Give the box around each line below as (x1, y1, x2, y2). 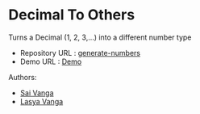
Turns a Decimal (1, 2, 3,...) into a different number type (8, 32, 192, 42)
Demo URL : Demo (19, 57, 82, 66)
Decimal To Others (8, 6, 135, 24)
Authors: (8, 72, 37, 82)
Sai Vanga (19, 87, 54, 98)
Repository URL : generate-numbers (19, 48, 141, 57)
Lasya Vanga (19, 96, 64, 106)
